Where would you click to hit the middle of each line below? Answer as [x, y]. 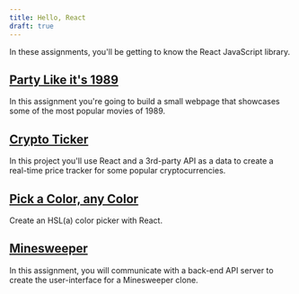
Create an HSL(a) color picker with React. [86, 220]
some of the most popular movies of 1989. [88, 111]
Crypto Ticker [49, 139]
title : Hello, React [48, 18]
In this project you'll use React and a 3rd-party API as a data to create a [141, 161]
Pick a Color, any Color [74, 199]
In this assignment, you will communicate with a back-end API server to [141, 270]
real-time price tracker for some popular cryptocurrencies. [118, 171]
